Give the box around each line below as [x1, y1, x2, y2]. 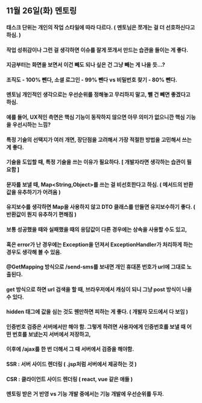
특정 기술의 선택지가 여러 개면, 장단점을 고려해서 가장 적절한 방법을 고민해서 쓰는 [6, 136, 192, 143]
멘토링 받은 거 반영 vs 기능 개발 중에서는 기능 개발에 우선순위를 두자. [6, 390, 165, 398]
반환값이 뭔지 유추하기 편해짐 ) [6, 211, 77, 218]
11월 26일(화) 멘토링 [6, 5, 77, 16]
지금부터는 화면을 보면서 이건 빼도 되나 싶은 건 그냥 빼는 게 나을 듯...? [6, 61, 166, 68]
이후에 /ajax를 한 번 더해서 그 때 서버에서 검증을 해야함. [6, 346, 134, 353]
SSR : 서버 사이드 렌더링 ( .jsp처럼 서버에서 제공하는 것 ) [6, 361, 137, 368]
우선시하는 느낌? [12, 121, 51, 128]
